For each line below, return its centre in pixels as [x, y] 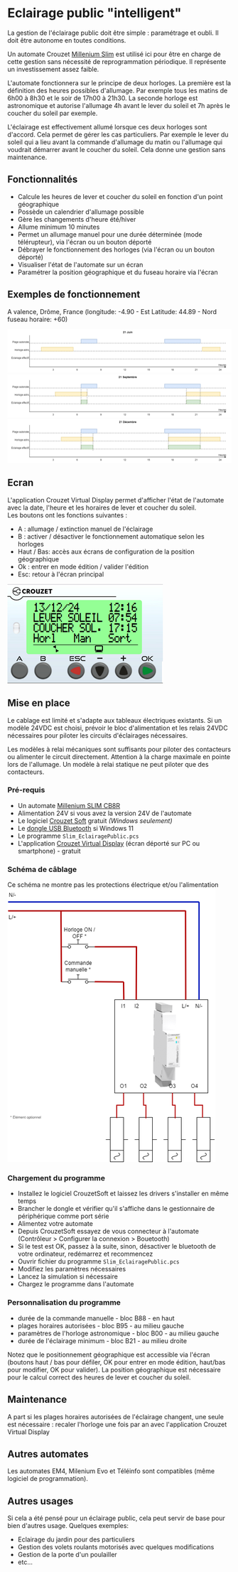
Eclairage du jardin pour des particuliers [76, 1539]
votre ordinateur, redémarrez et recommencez [85, 1254]
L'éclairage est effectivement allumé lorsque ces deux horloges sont [107, 126]
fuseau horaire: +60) [38, 319]
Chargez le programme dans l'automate [76, 1284]
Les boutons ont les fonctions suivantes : [67, 515]
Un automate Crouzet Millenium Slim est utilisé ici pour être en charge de [114, 54]
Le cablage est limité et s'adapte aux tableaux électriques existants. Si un [115, 720]
